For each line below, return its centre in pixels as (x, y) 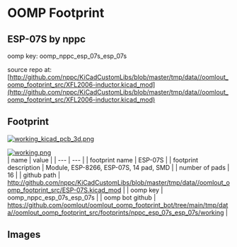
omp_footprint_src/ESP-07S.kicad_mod (64, 190)
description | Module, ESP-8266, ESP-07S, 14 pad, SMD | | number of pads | (118, 167)
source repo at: (29, 70)
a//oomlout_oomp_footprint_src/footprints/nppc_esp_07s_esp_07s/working (116, 212)
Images (24, 235)
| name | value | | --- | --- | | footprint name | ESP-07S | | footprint (103, 159)
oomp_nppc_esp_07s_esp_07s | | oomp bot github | (82, 197)
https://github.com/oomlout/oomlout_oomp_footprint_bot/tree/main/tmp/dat (118, 205)
